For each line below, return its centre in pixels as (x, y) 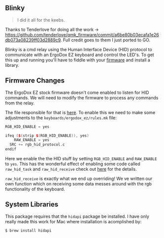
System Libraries (32, 204)
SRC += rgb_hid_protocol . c (37, 145)
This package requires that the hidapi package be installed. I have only (77, 216)
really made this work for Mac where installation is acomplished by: (73, 221)
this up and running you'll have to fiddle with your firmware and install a (78, 60)
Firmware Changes (35, 81)
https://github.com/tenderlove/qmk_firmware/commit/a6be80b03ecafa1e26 (82, 34)
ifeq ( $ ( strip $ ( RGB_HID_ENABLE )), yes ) (47, 135)
